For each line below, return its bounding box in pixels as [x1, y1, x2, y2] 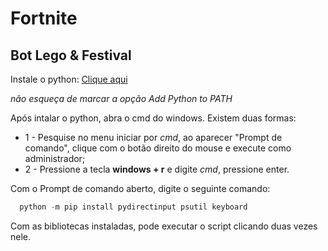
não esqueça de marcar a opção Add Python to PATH [10, 93, 233, 104]
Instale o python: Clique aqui [10, 73, 128, 85]
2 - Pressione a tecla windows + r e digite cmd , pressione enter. [24, 163, 290, 175]
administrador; [24, 153, 86, 164]
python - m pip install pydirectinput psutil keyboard [19, 202, 248, 212]
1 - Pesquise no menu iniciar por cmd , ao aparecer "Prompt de [24, 132, 283, 143]
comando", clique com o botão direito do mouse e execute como [24, 142, 292, 154]
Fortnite [10, 7, 78, 30]
